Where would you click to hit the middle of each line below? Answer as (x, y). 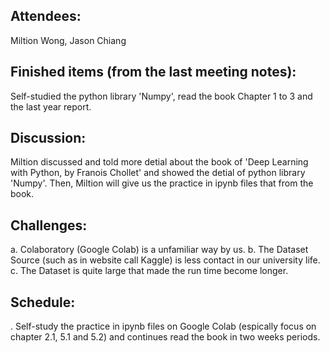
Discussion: (48, 138)
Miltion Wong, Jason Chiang (68, 40)
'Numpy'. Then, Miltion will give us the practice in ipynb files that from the (162, 183)
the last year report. (51, 106)
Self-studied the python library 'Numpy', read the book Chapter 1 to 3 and (161, 96)
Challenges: (49, 225)
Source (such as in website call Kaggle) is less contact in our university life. (165, 260)
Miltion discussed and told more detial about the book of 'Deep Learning (159, 162)
